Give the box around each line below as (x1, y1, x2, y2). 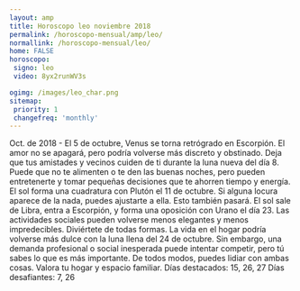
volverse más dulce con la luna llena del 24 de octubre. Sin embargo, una (9, 233, 282, 244)
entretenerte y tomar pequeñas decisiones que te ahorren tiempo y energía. (9, 177, 291, 187)
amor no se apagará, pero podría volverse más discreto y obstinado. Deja (9, 148, 282, 159)
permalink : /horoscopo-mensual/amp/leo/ (9, 30, 164, 39)
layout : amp (9, 13, 54, 23)
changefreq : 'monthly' (13, 114, 99, 123)
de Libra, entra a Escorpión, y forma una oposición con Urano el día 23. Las (9, 205, 290, 216)
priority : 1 (13, 105, 59, 114)
